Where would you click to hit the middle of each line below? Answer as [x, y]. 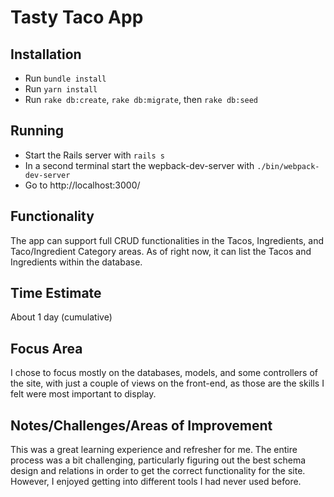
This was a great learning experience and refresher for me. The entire [154, 450]
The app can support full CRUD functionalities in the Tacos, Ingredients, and [167, 240]
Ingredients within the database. [76, 262]
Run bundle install [65, 78]
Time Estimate [56, 293]
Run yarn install [61, 89]
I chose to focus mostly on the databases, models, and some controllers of [164, 373]
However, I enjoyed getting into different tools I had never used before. [156, 482]
